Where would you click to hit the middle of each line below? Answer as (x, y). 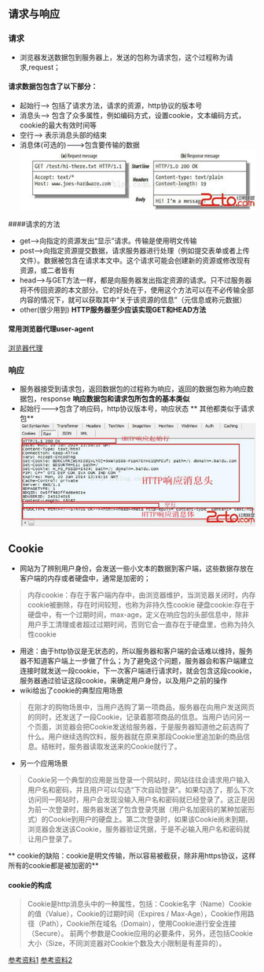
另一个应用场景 (44, 763)
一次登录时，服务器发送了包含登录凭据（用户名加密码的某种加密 (145, 810)
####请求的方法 (34, 224)
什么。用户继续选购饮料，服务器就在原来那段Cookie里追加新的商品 (135, 737)
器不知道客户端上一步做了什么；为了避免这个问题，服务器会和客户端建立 (136, 661)
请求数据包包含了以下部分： (53, 87)
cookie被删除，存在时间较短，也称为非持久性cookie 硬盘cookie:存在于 (141, 605)
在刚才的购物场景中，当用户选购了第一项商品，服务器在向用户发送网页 (141, 708)
